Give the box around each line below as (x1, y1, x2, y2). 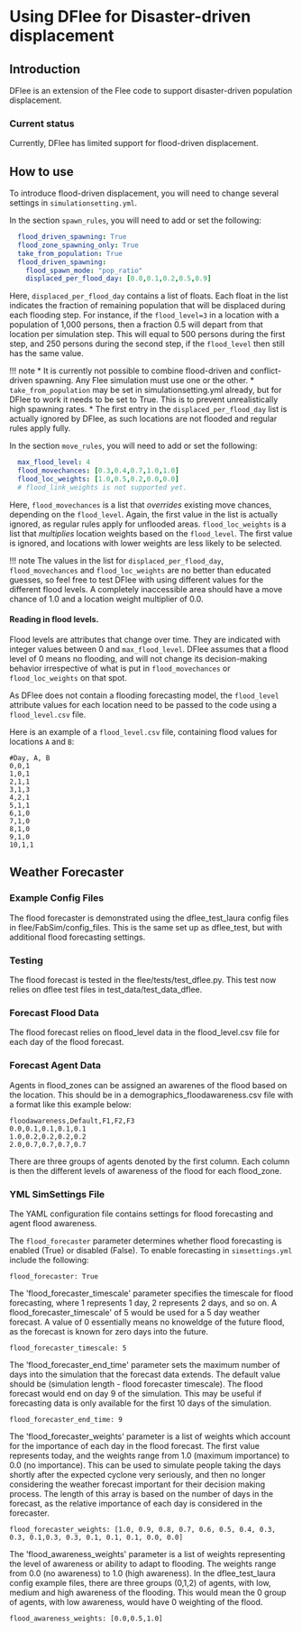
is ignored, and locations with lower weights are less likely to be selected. (9, 537, 282, 548)
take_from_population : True (17, 249, 124, 258)
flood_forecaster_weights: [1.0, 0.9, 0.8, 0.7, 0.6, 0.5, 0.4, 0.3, (9, 1525, 277, 1534)
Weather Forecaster (9, 865, 124, 880)
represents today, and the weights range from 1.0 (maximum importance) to (9, 1450, 290, 1461)
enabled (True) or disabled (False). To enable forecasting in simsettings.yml (9, 1244, 293, 1255)
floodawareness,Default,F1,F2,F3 (9, 1116, 135, 1125)
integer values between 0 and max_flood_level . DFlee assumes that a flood (9, 644, 288, 655)
